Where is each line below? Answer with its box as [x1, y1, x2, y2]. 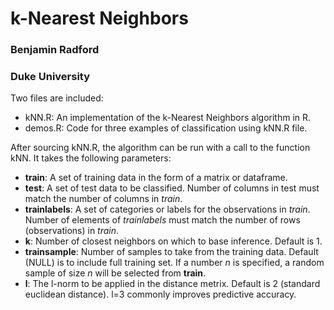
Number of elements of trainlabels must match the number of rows [24, 214, 301, 226]
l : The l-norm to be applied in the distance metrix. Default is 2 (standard [24, 278, 321, 290]
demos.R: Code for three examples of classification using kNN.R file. [24, 122, 308, 134]
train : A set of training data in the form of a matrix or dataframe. [24, 172, 288, 184]
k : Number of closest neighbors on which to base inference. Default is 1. [24, 235, 323, 247]
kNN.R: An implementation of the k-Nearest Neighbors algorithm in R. [24, 112, 312, 124]
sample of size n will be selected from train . [24, 267, 207, 279]
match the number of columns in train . [24, 193, 183, 205]
